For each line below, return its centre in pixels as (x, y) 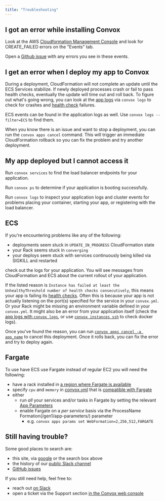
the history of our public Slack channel (52, 463)
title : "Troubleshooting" (32, 10)
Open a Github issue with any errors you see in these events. (67, 56)
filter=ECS (16, 120)
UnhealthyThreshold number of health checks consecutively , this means (80, 290)
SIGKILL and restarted (35, 260)
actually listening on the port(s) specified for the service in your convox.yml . (82, 301)
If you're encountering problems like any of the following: (63, 235)
